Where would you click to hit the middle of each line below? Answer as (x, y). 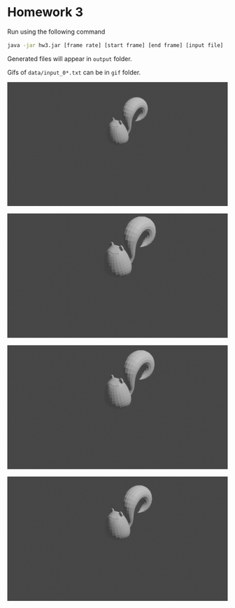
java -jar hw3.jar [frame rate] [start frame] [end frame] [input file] (115, 45)
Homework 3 (45, 12)
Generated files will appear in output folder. (70, 58)
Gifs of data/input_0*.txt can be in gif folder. (74, 72)
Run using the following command (56, 32)
